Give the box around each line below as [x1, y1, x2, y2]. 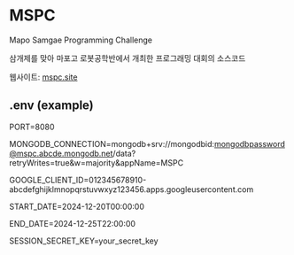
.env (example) [9, 98, 95, 113]
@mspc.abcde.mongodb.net [9, 148, 113, 158]
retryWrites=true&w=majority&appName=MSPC [9, 157, 184, 168]
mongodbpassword [213, 138, 285, 149]
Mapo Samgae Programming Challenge [9, 35, 153, 45]
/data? [112, 148, 136, 158]
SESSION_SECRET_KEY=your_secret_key [9, 236, 159, 246]
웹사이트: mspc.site [9, 72, 78, 82]
